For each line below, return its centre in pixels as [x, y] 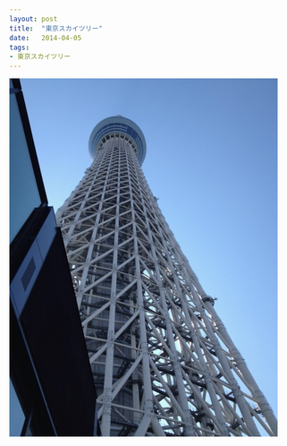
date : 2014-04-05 [46, 38]
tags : [19, 47]
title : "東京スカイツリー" [56, 28]
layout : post [34, 19]
